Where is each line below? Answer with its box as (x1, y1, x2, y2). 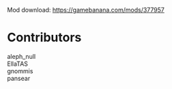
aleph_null (7, 52, 36, 60)
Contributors (7, 30, 82, 45)
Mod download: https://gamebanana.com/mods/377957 (7, 6, 165, 14)
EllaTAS (7, 60, 29, 68)
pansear (7, 74, 31, 82)
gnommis (7, 66, 33, 75)
